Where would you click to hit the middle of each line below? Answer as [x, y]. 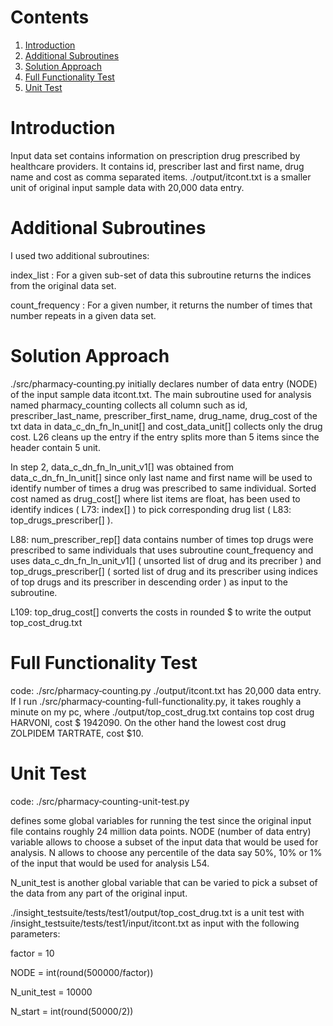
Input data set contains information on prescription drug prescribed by [155, 155]
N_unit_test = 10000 [51, 992]
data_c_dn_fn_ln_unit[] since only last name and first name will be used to [161, 477]
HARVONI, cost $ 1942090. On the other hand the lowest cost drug [148, 722]
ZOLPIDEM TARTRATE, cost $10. [77, 733]
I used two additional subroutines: [80, 255]
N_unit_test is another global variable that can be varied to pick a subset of [164, 882]
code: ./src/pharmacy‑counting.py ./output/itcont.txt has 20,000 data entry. [166, 690]
